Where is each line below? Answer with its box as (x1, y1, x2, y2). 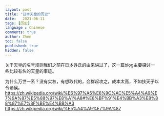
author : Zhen (5, 35, 32, 39)
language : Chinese (5, 25, 45, 30)
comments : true (5, 30, 36, 35)
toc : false (5, 39, 27, 44)
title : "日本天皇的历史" (5, 12, 50, 17)
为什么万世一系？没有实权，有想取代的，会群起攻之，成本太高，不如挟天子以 (5, 78, 159, 84)
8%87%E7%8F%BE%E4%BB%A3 (5, 100, 75, 106)
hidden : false (5, 48, 34, 53)
